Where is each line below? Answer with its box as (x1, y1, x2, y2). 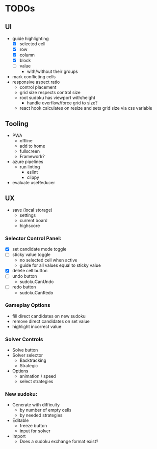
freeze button (19, 423, 48, 429)
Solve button (12, 347, 38, 353)
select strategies (19, 379, 53, 385)
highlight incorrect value (12, 323, 62, 329)
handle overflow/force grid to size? (26, 100, 98, 106)
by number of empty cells (19, 407, 72, 413)
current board (19, 217, 48, 223)
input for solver (19, 428, 51, 434)
